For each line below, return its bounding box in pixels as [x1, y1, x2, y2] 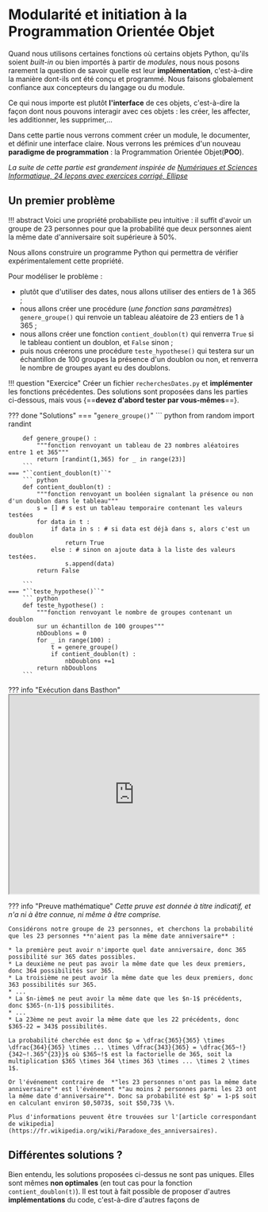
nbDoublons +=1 [64, 657, 115, 665]
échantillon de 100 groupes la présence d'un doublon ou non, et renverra [19, 354, 258, 363]
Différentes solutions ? [8, 1148, 123, 1162]
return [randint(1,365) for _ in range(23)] [36, 455, 186, 463]
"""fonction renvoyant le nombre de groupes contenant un [36, 608, 232, 616]
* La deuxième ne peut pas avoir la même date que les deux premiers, [8, 960, 247, 968]
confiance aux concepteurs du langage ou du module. [8, 82, 186, 92]
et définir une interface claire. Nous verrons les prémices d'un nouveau [8, 138, 241, 148]
